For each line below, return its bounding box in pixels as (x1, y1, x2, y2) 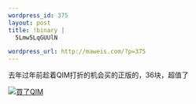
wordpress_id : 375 (8, 11, 68, 20)
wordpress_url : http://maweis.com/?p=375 (8, 48, 146, 56)
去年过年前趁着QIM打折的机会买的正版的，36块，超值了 (8, 70, 189, 80)
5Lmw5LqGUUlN (15, 33, 58, 42)
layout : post (8, 19, 51, 27)
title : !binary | (8, 26, 65, 34)
